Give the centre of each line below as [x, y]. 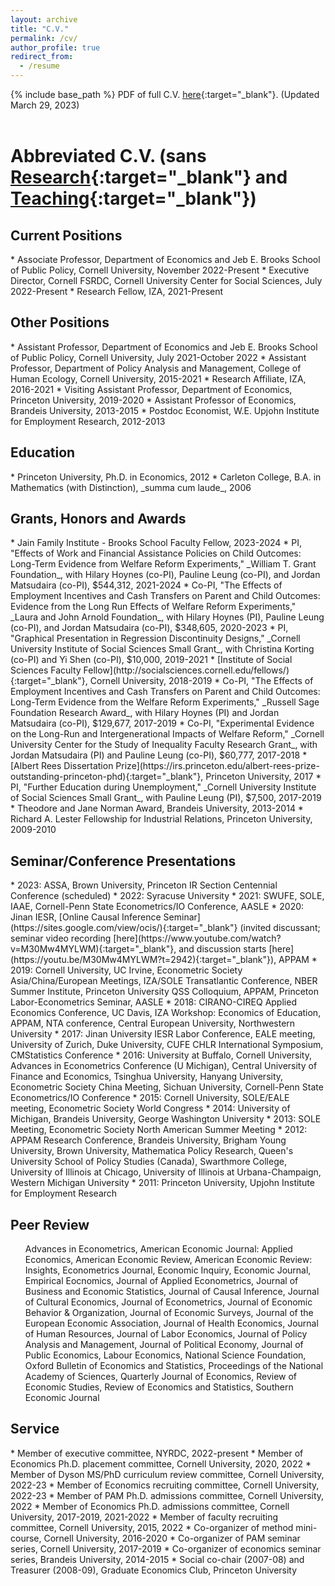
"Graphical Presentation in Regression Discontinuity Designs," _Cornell [155, 638]
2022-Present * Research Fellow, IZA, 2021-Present [117, 291]
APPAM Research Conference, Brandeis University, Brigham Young [148, 1140]
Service [35, 1429]
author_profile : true [55, 47]
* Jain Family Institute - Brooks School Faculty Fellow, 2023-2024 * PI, [156, 543]
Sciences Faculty [46, 670]
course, [26, 1538]
